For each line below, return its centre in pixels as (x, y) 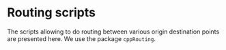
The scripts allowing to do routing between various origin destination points (113, 32)
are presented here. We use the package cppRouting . (81, 38)
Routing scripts (51, 13)
